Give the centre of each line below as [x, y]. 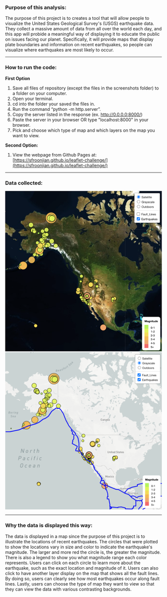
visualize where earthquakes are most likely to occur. [60, 50]
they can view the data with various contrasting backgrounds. [68, 589]
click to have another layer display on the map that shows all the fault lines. [82, 573]
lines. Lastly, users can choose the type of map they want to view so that [80, 584]
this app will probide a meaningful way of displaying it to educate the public [83, 34]
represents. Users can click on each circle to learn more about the [73, 563]
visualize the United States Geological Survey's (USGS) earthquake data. [80, 23]
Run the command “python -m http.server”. [56, 109]
